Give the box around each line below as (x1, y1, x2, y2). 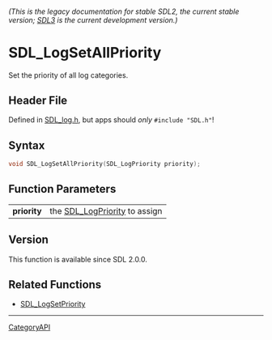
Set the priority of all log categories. (8, 70, 129, 80)
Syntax (8, 138, 45, 152)
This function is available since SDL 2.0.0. (8, 254, 148, 264)
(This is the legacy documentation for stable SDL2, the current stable (8, 6, 240, 16)
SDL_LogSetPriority (19, 300, 86, 309)
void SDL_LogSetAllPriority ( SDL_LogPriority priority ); (8, 160, 201, 168)
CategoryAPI (8, 322, 51, 332)
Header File (8, 93, 68, 107)
